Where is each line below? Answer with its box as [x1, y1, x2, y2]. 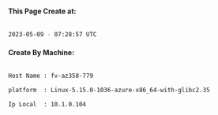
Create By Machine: [8, 47, 75, 57]
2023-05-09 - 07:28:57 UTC [8, 31, 97, 39]
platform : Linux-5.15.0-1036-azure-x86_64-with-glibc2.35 [8, 87, 211, 95]
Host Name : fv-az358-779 [8, 72, 93, 80]
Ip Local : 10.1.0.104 [8, 101, 87, 109]
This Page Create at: [8, 6, 77, 16]
